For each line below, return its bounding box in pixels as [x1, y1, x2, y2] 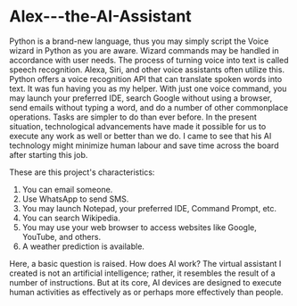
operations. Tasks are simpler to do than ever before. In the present [9, 112, 257, 122]
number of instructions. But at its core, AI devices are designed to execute [9, 277, 283, 287]
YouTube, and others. [21, 231, 101, 242]
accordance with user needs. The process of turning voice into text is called [9, 54, 289, 65]
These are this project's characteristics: [9, 167, 155, 178]
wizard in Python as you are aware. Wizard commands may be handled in [9, 45, 279, 55]
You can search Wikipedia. [21, 212, 120, 223]
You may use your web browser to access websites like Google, [21, 221, 257, 233]
